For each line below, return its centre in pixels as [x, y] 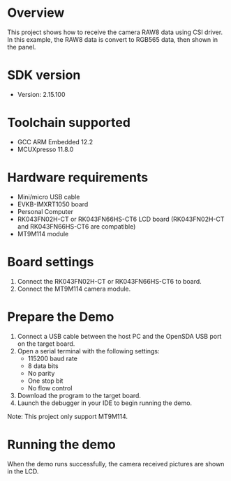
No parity [41, 373]
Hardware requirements [78, 177]
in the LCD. [23, 471]
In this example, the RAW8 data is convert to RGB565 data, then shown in [113, 39]
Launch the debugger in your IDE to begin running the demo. [105, 403]
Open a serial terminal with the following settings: [88, 351]
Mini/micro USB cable [49, 197]
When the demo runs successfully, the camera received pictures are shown [116, 464]
